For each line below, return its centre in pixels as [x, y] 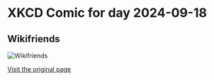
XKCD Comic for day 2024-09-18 [107, 13]
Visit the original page [39, 69]
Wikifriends [34, 39]
